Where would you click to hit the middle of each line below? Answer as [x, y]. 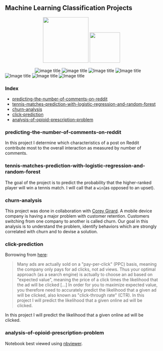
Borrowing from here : [26, 255]
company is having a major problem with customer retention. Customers [77, 216]
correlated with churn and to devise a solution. [51, 231]
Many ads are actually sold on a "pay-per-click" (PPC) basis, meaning [87, 264]
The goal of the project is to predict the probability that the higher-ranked [78, 183]
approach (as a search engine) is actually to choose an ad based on [85, 275]
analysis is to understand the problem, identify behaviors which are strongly [81, 226]
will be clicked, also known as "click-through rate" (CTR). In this [81, 295]
